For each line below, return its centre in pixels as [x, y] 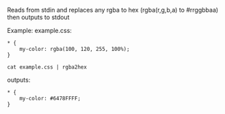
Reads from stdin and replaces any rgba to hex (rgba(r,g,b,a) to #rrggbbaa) [113, 10]
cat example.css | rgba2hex [47, 67]
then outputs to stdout [38, 17]
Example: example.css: [39, 31]
